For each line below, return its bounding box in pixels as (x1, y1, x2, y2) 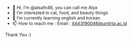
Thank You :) (5, 32, 31, 38)
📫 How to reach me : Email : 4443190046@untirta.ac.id (12, 21, 127, 26)
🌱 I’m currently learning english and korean (12, 15, 101, 21)
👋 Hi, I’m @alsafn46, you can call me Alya (12, 5, 98, 10)
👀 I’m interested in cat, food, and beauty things (12, 10, 108, 16)
